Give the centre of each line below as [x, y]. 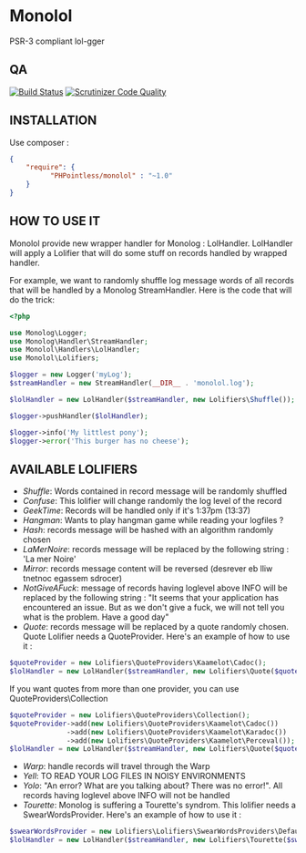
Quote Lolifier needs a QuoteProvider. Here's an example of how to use [156, 637]
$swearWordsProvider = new [61, 832]
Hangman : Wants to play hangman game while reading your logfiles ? [153, 520]
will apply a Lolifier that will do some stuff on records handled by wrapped [148, 252]
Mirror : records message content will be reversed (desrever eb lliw [148, 569]
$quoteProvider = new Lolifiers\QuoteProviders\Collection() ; [130, 715]
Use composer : [40, 142]
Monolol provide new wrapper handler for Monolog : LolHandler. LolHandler [151, 243]
